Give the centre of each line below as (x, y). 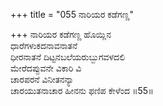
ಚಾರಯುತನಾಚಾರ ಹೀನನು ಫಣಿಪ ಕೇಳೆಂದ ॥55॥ (82, 90)
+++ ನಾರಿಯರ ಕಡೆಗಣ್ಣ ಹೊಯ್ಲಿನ (61, 34)
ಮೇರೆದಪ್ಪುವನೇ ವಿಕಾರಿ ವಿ (46, 68)
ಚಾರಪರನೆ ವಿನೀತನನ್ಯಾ (42, 79)
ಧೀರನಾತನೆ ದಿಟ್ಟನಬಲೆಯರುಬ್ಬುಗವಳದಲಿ (68, 57)
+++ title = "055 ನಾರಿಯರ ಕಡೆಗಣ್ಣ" (72, 14)
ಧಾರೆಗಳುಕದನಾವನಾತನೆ (44, 45)
